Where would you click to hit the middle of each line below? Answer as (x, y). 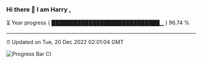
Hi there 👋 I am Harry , (39, 10)
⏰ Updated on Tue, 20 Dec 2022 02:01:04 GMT (65, 42)
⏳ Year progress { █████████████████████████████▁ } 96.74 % (98, 23)
